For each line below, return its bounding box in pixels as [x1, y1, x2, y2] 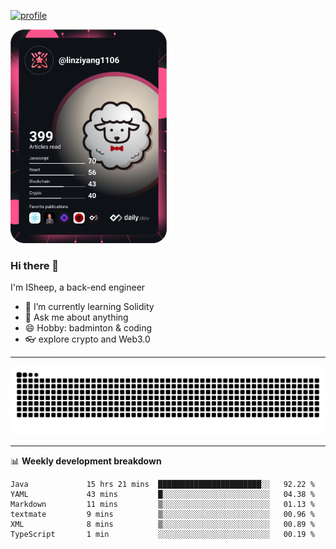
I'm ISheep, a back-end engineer [10, 281, 146, 294]
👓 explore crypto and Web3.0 [24, 333, 151, 345]
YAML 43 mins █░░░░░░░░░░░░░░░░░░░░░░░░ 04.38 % [10, 489, 315, 499]
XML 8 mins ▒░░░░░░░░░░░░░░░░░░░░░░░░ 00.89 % [10, 519, 315, 529]
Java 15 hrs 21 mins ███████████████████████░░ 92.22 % [10, 479, 315, 489]
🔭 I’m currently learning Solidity [24, 301, 155, 313]
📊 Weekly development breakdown [10, 455, 162, 467]
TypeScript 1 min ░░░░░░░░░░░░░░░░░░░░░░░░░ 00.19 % [10, 529, 315, 539]
